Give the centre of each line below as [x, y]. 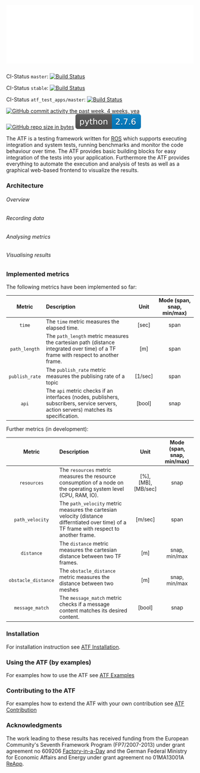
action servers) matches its [79, 409]
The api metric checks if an [79, 390]
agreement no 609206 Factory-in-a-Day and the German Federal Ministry [97, 751]
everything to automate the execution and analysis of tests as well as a [93, 164]
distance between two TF [90, 556]
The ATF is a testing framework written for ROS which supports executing [96, 138]
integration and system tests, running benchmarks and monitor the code [95, 145]
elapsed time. [62, 328]
